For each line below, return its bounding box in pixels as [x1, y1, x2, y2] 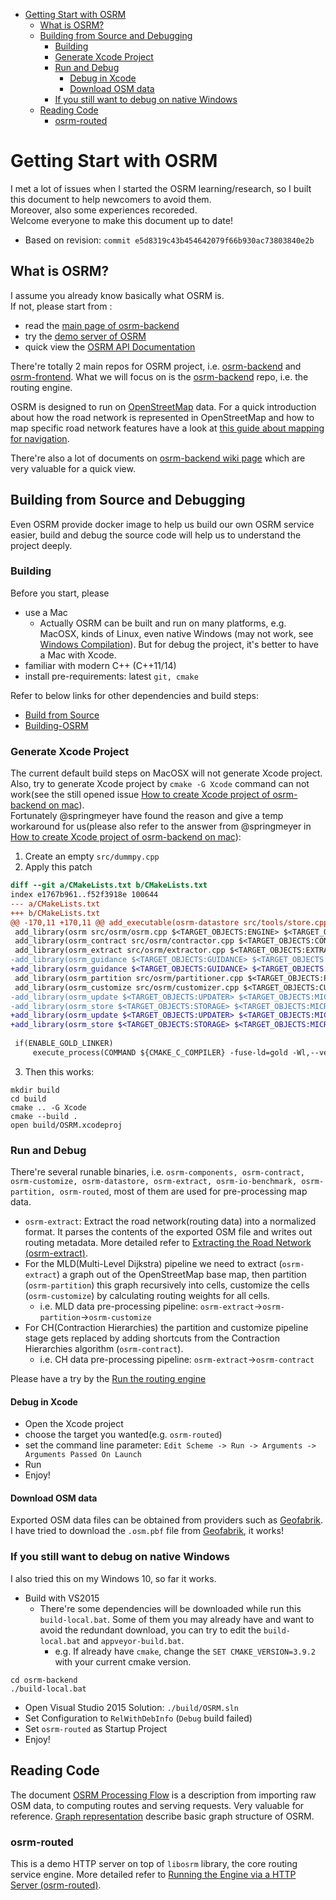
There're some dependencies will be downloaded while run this [39, 1602, 302, 1614]
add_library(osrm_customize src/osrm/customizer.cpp [14, 982, 240, 993]
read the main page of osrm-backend [24, 319, 180, 331]
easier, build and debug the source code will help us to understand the [10, 529, 302, 541]
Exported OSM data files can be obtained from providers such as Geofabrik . [10, 1514, 324, 1526]
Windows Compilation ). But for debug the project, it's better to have [39, 638, 319, 650]
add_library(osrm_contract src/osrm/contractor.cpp [14, 936, 235, 946]
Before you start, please [10, 587, 110, 599]
